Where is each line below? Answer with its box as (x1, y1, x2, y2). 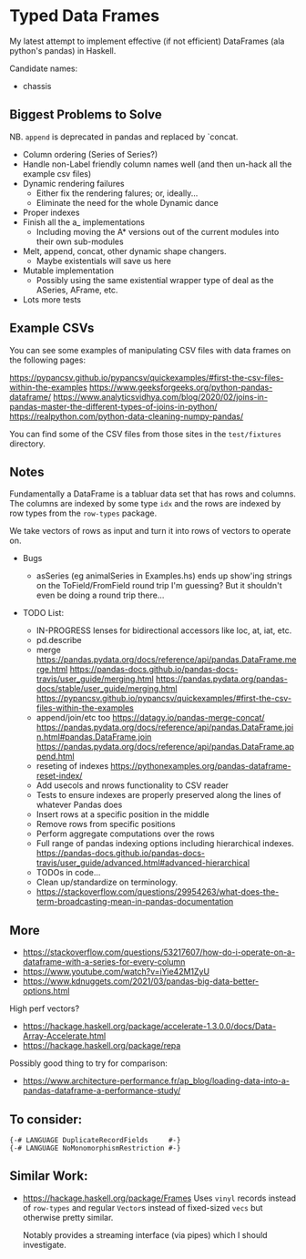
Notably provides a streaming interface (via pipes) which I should (22, 1229, 268, 1240)
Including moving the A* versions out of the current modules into (36, 226, 280, 237)
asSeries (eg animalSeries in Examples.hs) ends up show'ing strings (36, 570, 293, 581)
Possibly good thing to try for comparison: (9, 1058, 168, 1069)
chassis (22, 80, 52, 91)
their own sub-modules (36, 236, 125, 247)
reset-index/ (36, 771, 83, 782)
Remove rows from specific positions (36, 819, 176, 830)
